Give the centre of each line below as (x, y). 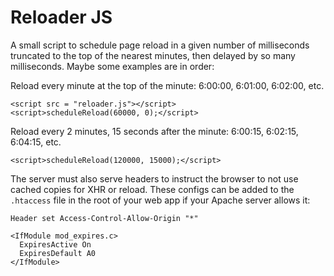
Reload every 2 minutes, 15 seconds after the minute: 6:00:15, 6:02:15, (154, 131)
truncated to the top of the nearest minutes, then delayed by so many (153, 55)
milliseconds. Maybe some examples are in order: (112, 66)
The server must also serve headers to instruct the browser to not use (154, 178)
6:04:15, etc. (36, 142)
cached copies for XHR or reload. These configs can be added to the (152, 189)
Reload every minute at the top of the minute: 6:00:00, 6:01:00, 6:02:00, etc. (167, 85)
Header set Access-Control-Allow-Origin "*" (104, 218)
